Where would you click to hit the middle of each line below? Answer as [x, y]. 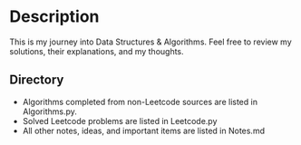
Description [54, 17]
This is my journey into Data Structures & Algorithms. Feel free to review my [150, 42]
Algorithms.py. [49, 111]
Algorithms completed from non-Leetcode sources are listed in [140, 101]
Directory [37, 80]
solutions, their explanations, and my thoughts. [97, 51]
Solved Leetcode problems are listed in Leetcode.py [120, 121]
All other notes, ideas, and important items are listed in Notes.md [144, 130]
